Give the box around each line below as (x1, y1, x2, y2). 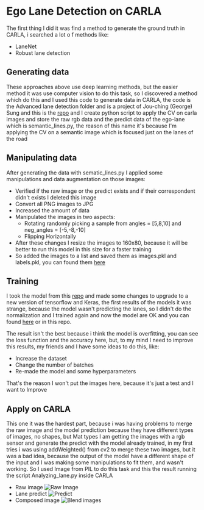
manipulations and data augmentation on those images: (6, 175, 146, 182)
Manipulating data (6, 153, 77, 163)
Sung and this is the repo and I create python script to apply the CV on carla (6, 109, 197, 117)
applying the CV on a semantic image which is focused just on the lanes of (6, 128, 194, 135)
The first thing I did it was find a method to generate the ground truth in (6, 24, 185, 32)
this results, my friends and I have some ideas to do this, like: (6, 343, 160, 350)
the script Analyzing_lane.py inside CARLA (6, 472, 113, 479)
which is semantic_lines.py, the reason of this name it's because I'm (6, 122, 177, 129)
